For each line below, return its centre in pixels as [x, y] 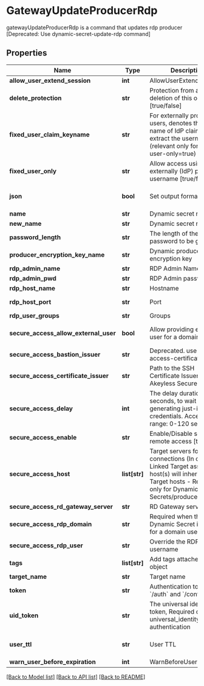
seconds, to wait [173, 401]
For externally [169, 115]
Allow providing [172, 329]
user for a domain [175, 337]
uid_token [24, 615]
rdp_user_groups [34, 315]
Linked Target [169, 466]
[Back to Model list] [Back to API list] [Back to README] [76, 677]
